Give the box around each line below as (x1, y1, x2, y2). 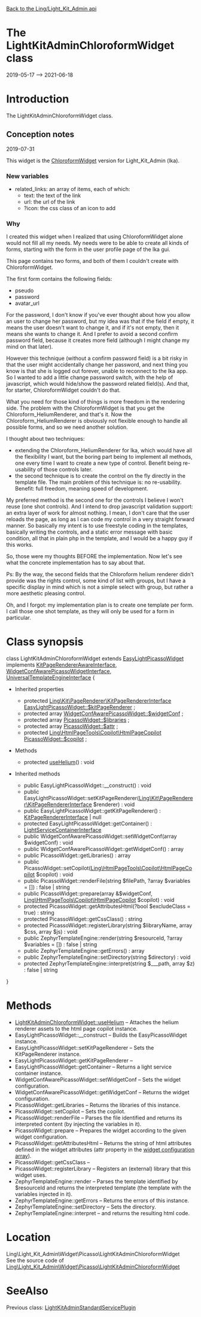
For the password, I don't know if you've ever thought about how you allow (6, 311, 191, 319)
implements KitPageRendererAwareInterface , (6, 661, 117, 668)
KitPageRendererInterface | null (23, 814, 102, 821)
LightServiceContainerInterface (23, 826, 102, 834)
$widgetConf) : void (23, 839, 74, 846)
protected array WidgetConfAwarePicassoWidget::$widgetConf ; (23, 710, 184, 717)
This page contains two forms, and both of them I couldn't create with (6, 258, 178, 265)
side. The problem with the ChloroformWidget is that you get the (6, 404, 165, 412)
